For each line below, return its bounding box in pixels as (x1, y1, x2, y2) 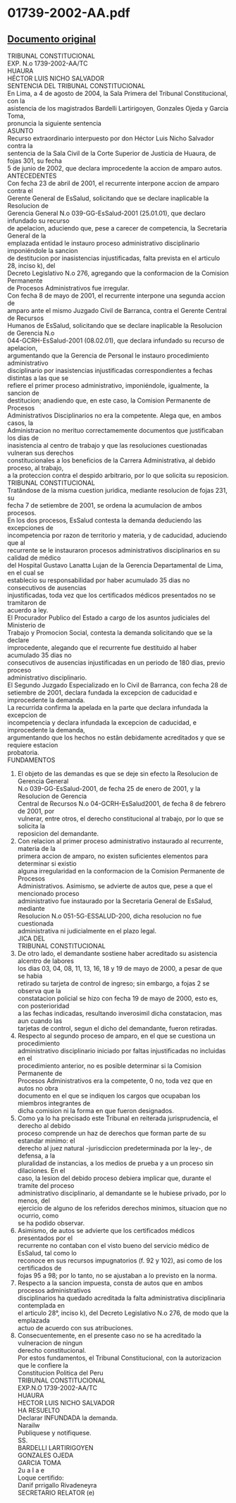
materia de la (17, 845, 56, 852)
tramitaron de (7, 599, 47, 607)
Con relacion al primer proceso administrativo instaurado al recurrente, (17, 837, 224, 845)
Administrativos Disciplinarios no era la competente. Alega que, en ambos (7, 411, 222, 419)
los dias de (7, 434, 39, 442)
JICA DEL (17, 934, 46, 943)
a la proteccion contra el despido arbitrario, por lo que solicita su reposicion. (7, 471, 229, 479)
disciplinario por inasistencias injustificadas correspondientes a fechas (7, 367, 213, 374)
